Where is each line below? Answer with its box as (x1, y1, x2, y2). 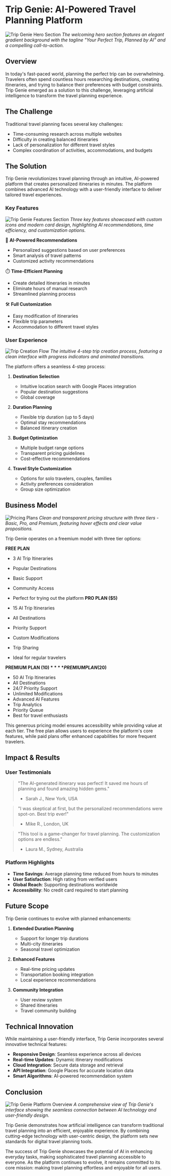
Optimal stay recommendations (20, 419, 86, 425)
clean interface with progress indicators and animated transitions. (5, 353, 145, 359)
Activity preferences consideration (20, 481, 93, 487)
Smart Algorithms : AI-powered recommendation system (12, 1073, 132, 1079)
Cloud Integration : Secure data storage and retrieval (12, 1062, 124, 1068)
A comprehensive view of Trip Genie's (73, 1101, 154, 1107)
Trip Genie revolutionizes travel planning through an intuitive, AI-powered (5, 176, 159, 182)
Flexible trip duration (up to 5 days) (20, 413, 94, 420)
